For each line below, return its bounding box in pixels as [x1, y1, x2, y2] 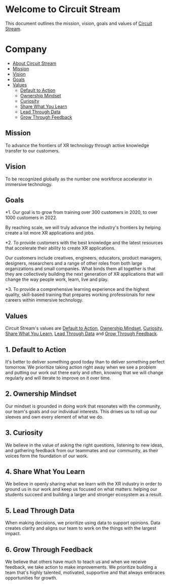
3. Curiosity [5, 428, 43, 437]
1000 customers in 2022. [5, 214, 57, 221]
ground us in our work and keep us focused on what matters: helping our [5, 486, 158, 492]
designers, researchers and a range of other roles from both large [5, 260, 143, 267]
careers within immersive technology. [5, 297, 83, 303]
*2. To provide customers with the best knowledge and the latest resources [5, 240, 163, 246]
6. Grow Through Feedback [5, 545, 93, 554]
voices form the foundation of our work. [5, 453, 89, 459]
